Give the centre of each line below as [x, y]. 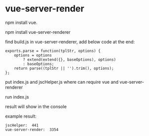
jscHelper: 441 [22, 125]
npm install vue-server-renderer [38, 32]
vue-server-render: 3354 [32, 130]
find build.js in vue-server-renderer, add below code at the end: [70, 42]
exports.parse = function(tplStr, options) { [53, 51]
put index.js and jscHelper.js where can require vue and [62, 82]
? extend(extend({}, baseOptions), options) [70, 60]
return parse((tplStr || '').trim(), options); [64, 68]
